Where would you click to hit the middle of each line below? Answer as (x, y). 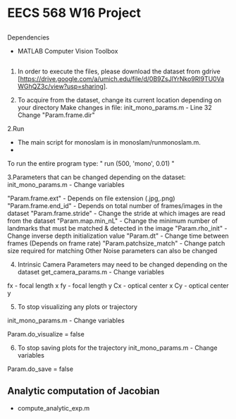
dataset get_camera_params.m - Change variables (91, 272)
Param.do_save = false (41, 369)
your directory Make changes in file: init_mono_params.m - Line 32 (115, 107)
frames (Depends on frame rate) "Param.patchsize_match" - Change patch (116, 243)
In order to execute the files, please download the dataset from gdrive (119, 71)
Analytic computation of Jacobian (83, 391)
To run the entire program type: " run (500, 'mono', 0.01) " (91, 163)
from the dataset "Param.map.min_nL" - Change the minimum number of (113, 221)
